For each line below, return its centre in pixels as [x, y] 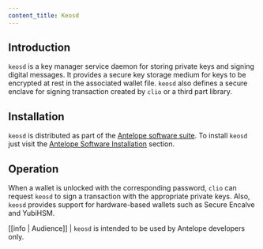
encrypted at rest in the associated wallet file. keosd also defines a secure [128, 83]
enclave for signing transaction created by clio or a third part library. [120, 92]
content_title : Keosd [44, 15]
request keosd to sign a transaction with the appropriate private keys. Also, [129, 196]
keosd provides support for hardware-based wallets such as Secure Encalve [131, 205]
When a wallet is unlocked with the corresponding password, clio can [122, 188]
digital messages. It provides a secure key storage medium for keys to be [127, 75]
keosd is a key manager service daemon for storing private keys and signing [131, 66]
